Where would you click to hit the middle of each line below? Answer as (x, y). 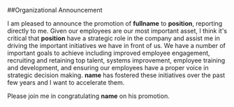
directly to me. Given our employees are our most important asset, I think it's (117, 31)
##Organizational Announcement (55, 10)
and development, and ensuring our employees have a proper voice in (108, 68)
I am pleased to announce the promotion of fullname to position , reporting (115, 23)
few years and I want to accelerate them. (66, 82)
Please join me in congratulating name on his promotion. (88, 96)
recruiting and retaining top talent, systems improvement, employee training (116, 60)
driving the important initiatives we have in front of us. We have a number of (116, 46)
